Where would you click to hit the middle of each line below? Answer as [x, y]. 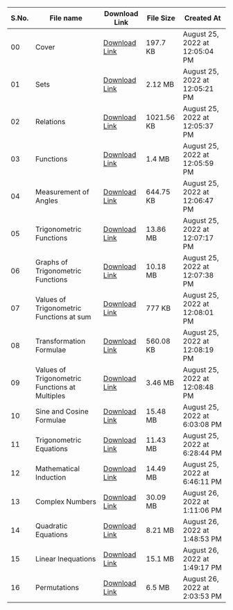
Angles [47, 201]
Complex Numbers [66, 501]
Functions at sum [63, 317]
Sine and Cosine [62, 411]
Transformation [60, 341]
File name [66, 18]
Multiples [51, 396]
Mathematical [58, 469]
